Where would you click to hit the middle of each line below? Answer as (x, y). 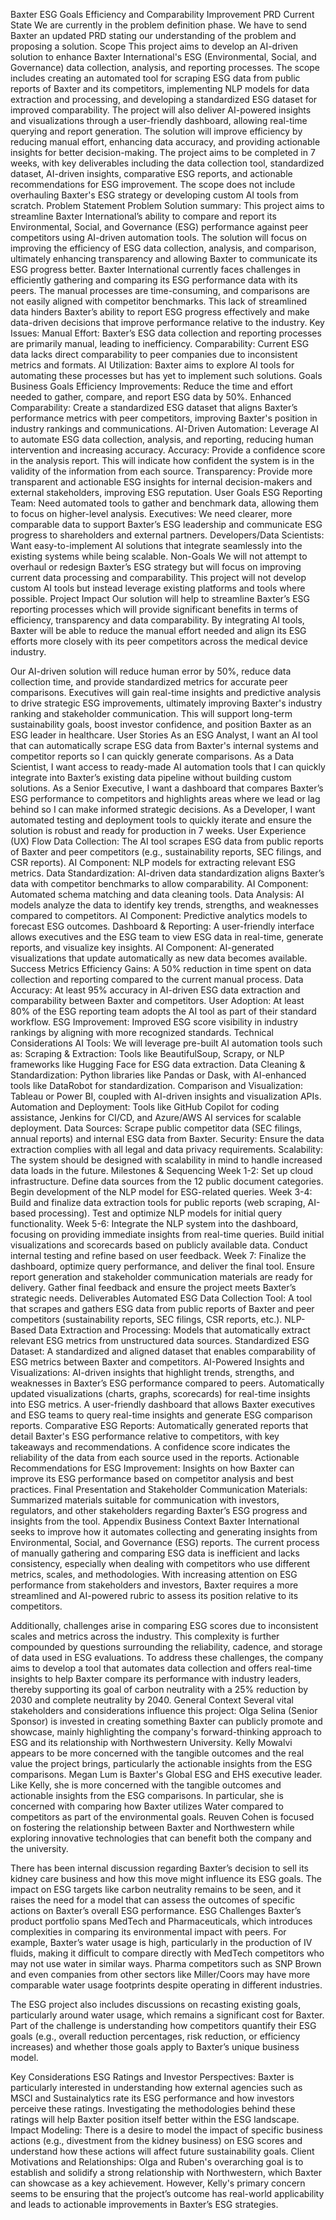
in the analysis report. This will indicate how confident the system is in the (162, 460)
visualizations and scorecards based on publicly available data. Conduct (159, 1245)
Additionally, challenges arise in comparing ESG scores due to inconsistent (164, 1625)
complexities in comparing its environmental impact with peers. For (148, 1932)
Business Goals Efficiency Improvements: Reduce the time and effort (151, 386)
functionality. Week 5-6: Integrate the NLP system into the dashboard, (154, 1223)
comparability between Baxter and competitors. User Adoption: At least (157, 1000)
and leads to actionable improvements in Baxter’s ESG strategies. (144, 2204)
